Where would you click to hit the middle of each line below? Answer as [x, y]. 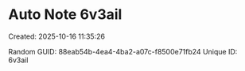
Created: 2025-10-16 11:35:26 [57, 36]
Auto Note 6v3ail [65, 15]
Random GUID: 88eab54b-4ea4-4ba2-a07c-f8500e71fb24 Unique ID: [123, 51]
